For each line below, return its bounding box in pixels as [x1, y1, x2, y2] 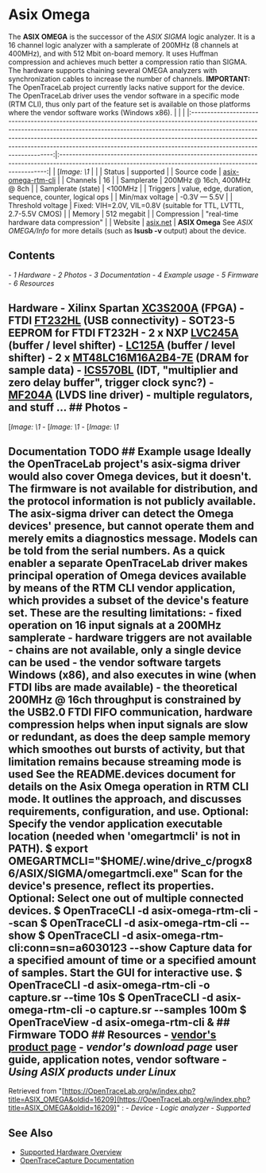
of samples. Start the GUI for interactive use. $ [8, 966, 242, 979]
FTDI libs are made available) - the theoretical [8, 681, 238, 694]
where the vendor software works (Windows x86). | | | [8, 107, 185, 117]
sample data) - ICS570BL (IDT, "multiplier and [8, 364, 239, 377]
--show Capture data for [129, 941, 253, 955]
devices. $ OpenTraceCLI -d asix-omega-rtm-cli [8, 904, 252, 917]
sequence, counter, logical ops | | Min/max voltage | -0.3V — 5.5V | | [8, 192, 233, 202]
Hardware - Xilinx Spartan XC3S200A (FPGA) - [8, 302, 245, 315]
